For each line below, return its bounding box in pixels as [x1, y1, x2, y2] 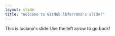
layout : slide [5, 7, 35, 12]
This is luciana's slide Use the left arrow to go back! [5, 25, 110, 31]
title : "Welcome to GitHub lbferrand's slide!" [5, 12, 105, 17]
